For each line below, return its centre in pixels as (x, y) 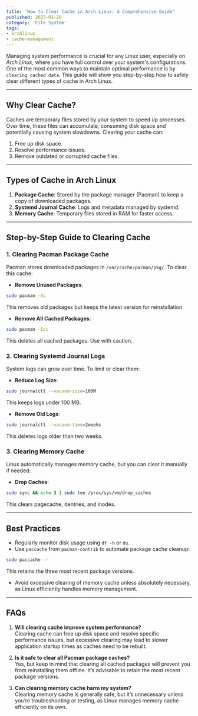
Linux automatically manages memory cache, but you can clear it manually (97, 465)
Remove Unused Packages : (49, 285)
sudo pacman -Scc (27, 330)
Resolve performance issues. (50, 150)
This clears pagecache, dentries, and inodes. (61, 504)
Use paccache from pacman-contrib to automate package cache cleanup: (102, 549)
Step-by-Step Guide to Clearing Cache (78, 238)
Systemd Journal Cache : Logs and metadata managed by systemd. (97, 207)
